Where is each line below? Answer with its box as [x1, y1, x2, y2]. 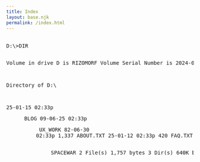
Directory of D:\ [6, 82, 57, 89]
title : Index [6, 8, 39, 15]
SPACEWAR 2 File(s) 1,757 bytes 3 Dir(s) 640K [51, 150, 189, 156]
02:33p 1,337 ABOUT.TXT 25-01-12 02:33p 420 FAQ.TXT [36, 132, 193, 139]
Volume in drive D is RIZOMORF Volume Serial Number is [6, 60, 173, 66]
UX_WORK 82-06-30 [39, 126, 90, 134]
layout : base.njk [6, 14, 49, 20]
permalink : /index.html [6, 20, 65, 26]
